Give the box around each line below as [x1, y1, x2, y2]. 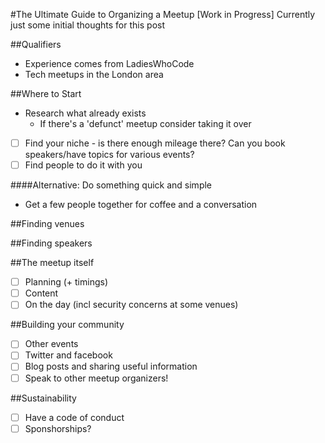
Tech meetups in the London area [24, 69, 164, 80]
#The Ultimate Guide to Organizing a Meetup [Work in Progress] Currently [10, 9, 316, 20]
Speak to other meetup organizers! [24, 372, 169, 384]
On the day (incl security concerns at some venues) [24, 299, 239, 311]
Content [24, 287, 59, 299]
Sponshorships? [24, 422, 92, 434]
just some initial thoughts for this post [10, 19, 165, 31]
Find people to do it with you [24, 159, 143, 171]
